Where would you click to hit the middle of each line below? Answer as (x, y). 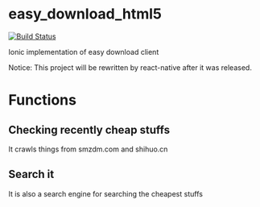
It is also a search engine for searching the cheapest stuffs (106, 193)
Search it (31, 174)
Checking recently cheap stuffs (89, 130)
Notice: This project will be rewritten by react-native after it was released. (130, 67)
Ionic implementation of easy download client (84, 52)
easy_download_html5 (85, 14)
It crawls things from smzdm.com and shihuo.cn (88, 149)
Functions (42, 100)
